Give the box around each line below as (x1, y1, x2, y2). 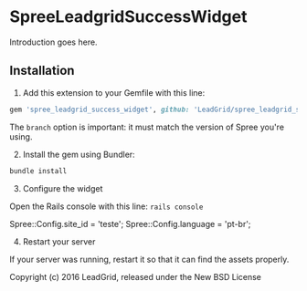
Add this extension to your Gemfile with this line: (22, 87, 206, 98)
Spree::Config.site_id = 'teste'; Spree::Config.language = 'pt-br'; (9, 218, 251, 229)
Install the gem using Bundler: (22, 149, 135, 160)
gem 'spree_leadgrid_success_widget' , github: (9, 105, 190, 114)
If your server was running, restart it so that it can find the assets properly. (9, 254, 290, 265)
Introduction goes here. (9, 36, 98, 47)
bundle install (9, 166, 68, 175)
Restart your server (22, 235, 96, 247)
